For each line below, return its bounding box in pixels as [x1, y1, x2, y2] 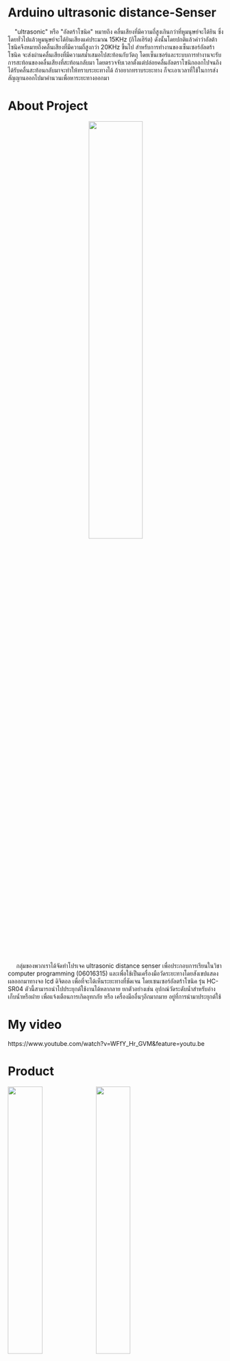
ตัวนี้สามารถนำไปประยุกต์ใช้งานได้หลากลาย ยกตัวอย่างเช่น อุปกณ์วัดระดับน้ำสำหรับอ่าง [24, 984, 216, 992]
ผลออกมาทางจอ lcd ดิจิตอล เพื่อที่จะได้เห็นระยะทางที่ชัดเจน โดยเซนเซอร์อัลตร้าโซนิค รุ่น [8, 977, 205, 985]
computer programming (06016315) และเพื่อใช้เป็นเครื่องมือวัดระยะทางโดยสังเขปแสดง [8, 969, 219, 977]
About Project [8, 98, 88, 114]
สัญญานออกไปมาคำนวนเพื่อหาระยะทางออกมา [8, 73, 110, 82]
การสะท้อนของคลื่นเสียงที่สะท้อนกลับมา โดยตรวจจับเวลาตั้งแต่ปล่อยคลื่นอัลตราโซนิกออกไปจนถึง [8, 58, 222, 66]
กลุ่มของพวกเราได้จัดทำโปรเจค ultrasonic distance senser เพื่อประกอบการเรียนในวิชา [16, 961, 222, 970]
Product [8, 1064, 54, 1079]
